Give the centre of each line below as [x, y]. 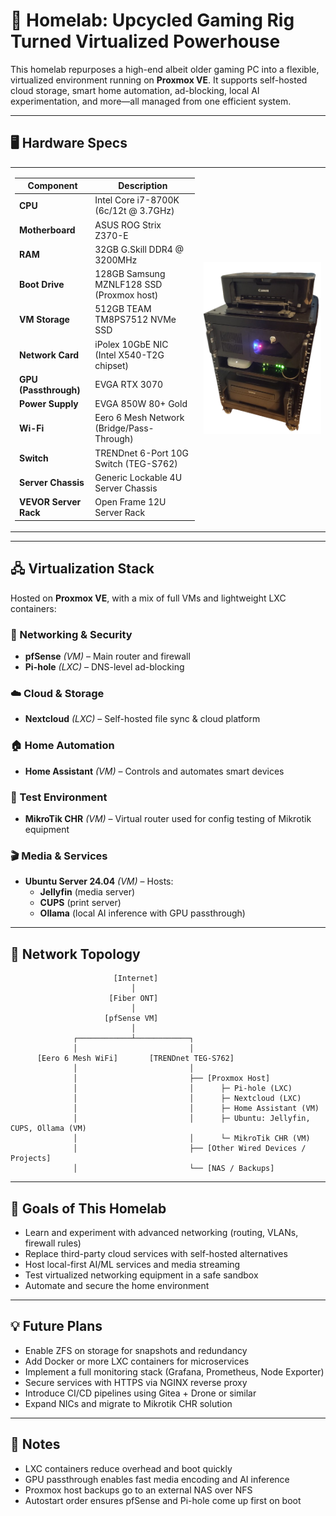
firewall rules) [53, 1243]
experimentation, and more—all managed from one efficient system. [151, 101]
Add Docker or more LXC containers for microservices [137, 1361]
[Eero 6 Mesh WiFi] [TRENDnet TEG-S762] [135, 1059]
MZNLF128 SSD [128, 284]
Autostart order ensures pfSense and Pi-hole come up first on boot [163, 1500]
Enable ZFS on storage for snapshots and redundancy [136, 1350]
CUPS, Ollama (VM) [48, 1129]
